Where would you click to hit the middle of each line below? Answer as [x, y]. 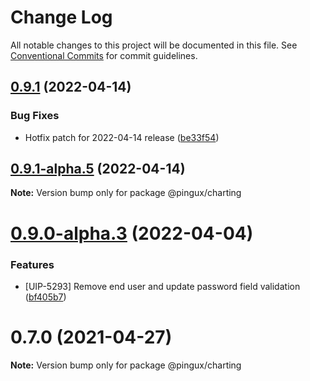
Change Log [61, 17]
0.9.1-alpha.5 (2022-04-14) [98, 169]
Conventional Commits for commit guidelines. [104, 55]
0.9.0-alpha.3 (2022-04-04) [132, 233]
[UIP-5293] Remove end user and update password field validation [162, 286]
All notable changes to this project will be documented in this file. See [154, 45]
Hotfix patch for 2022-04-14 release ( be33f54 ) [122, 137]
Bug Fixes [35, 116]
